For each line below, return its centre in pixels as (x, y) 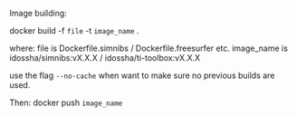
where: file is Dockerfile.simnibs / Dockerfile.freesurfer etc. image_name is (148, 48)
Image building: (38, 13)
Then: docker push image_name (66, 102)
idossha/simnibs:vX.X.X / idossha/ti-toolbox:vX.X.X (105, 58)
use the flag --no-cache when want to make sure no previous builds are (142, 75)
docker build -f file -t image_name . (74, 30)
